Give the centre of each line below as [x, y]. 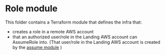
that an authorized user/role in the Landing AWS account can [75, 37]
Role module [32, 9]
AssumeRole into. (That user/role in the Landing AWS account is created [86, 42]
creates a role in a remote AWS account [53, 31]
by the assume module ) [37, 47]
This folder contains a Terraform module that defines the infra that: [74, 22]
